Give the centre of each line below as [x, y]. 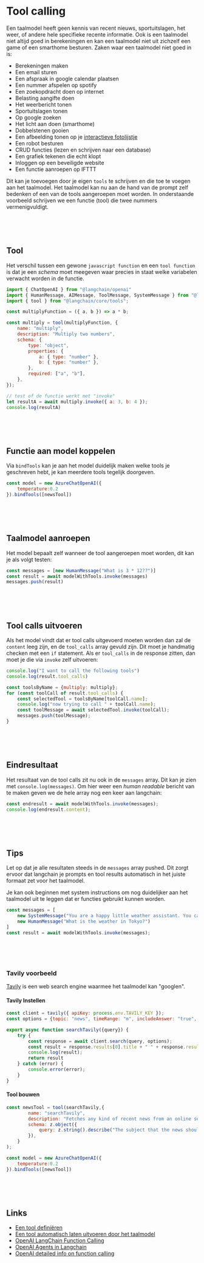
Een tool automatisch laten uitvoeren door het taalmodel [85, 1234]
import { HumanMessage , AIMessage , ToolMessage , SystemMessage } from [97, 295]
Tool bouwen [23, 1094]
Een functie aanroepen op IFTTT [56, 169]
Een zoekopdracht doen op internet [59, 91]
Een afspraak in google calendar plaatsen [67, 79]
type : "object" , [49, 345]
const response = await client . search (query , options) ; [100, 1041]
